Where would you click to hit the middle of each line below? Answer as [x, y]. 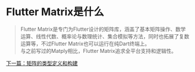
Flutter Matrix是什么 [55, 12]
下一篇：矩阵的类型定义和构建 [42, 63]
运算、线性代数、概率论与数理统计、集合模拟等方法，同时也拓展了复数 [105, 36]
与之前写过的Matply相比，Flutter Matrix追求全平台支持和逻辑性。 [98, 51]
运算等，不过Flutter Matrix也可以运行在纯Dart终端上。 [85, 44]
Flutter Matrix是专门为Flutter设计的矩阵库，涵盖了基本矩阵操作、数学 [103, 29]
